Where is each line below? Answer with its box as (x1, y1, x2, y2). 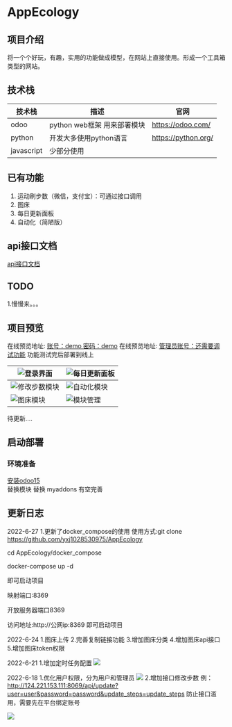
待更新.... (7, 414, 33, 423)
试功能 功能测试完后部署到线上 (7, 350, 94, 359)
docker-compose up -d (7, 562, 74, 570)
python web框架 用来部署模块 (49, 120, 145, 129)
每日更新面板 (17, 209, 54, 218)
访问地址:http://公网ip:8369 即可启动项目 (7, 620, 123, 629)
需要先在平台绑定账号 (19, 698, 80, 706)
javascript (10, 145, 43, 155)
